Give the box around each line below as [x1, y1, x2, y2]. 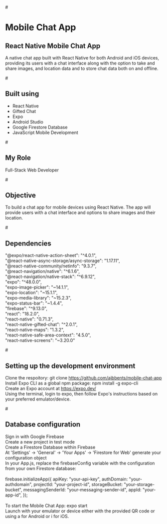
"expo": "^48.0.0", [5, 279, 42, 285]
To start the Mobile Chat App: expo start [5, 502, 88, 508]
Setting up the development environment [5, 361, 136, 370]
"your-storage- [124, 481, 155, 487]
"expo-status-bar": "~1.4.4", [5, 300, 63, 306]
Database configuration [5, 420, 81, 429]
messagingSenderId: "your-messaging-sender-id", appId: [23, 486, 142, 492]
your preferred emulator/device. [5, 396, 71, 402]
